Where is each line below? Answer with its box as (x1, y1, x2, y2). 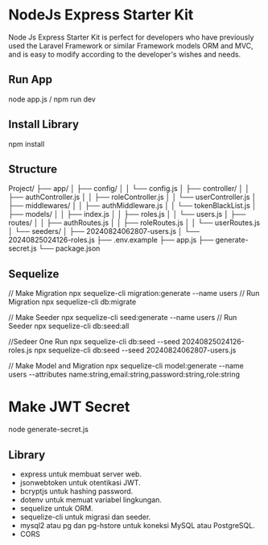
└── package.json (39, 243, 101, 253)
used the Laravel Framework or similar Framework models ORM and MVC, (8, 40, 254, 50)
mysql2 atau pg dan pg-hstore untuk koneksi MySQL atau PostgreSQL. (19, 520, 255, 530)
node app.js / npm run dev (8, 94, 97, 104)
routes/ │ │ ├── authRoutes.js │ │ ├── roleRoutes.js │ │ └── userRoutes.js (8, 218, 260, 227)
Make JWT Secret (8, 397, 130, 416)
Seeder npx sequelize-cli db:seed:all (8, 321, 130, 331)
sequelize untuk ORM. (19, 503, 94, 513)
